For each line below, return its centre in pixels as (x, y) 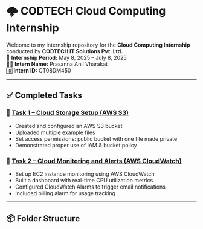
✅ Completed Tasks (44, 96)
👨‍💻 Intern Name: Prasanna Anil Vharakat (57, 64)
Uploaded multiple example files (55, 132)
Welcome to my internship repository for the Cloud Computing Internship (98, 45)
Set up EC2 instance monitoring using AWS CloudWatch (85, 174)
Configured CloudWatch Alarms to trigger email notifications (90, 187)
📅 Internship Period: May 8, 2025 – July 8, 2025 (66, 57)
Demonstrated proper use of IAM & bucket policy (76, 145)
